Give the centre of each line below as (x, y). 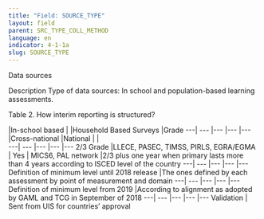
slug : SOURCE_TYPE (39, 53)
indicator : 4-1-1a (39, 45)
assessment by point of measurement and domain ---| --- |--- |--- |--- (124, 181)
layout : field (32, 23)
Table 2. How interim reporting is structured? (82, 115)
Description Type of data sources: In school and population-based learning (132, 91)
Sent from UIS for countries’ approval (69, 206)
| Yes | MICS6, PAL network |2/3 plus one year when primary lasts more (126, 155)
